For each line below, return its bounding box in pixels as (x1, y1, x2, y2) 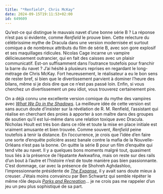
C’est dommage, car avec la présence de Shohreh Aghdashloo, (5, 163, 132, 169)
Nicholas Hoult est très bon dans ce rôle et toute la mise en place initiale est (5, 122, 157, 127)
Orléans (5, 142, 21, 148)
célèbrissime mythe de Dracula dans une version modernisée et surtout (5, 40, 148, 46)
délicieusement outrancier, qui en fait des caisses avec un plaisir (5, 55, 135, 61)
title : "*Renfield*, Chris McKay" (5, 7, 75, 12)
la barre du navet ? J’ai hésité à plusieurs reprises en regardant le (5, 66, 136, 71)
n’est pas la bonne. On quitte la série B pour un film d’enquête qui (21, 142, 153, 148)
